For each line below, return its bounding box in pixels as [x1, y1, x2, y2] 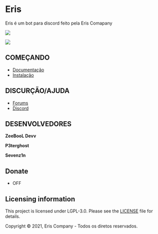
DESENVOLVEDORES [5, 119, 71, 128]
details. [5, 213, 20, 219]
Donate [5, 167, 28, 175]
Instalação [12, 72, 34, 78]
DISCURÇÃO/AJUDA [5, 87, 70, 95]
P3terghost [5, 143, 29, 149]
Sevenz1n [5, 152, 26, 158]
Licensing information [5, 194, 75, 203]
